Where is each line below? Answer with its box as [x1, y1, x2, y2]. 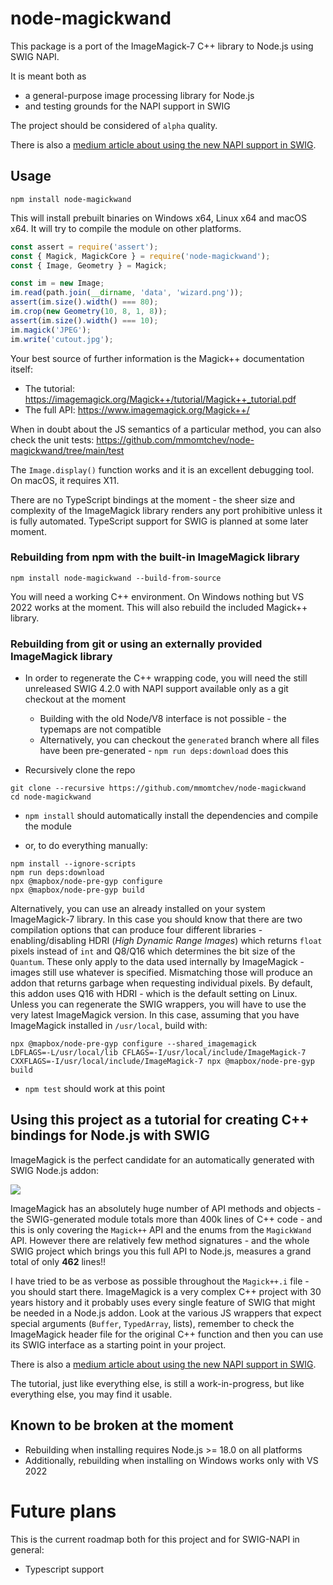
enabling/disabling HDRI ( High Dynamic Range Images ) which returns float [10, 935, 323, 947]
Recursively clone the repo [24, 764, 136, 776]
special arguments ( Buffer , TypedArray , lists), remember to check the [10, 1317, 295, 1329]
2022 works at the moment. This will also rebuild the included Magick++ [10, 601, 308, 613]
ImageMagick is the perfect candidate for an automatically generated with [10, 1153, 315, 1166]
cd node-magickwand [10, 792, 92, 802]
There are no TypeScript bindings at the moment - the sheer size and [10, 493, 296, 506]
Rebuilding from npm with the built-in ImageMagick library [10, 550, 300, 564]
